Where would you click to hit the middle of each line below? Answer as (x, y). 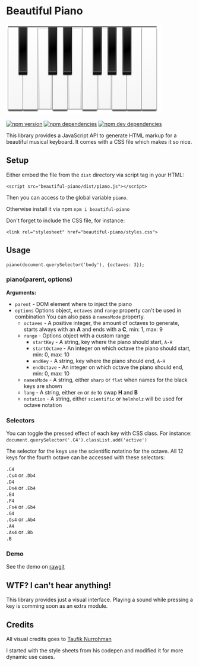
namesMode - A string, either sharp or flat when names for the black (106, 380)
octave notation (43, 405)
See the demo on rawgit (36, 567)
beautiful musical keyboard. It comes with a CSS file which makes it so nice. (99, 141)
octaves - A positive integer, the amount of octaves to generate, (101, 323)
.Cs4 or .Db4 (21, 475)
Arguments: (21, 292)
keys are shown (43, 386)
